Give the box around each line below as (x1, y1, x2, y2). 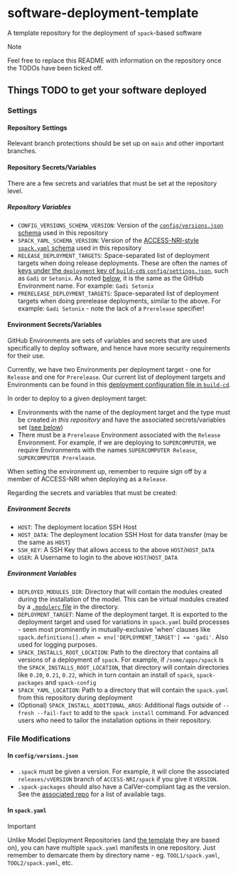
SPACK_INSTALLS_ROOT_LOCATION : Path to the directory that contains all (17, 647, 219, 656)
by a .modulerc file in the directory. (17, 602, 119, 610)
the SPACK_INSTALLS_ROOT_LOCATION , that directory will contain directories (17, 662, 229, 671)
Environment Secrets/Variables (7, 321, 102, 329)
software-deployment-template (7, 5, 199, 21)
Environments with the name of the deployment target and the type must (17, 407, 231, 416)
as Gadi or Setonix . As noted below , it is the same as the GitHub (17, 274, 204, 282)
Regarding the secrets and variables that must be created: (7, 488, 178, 496)
